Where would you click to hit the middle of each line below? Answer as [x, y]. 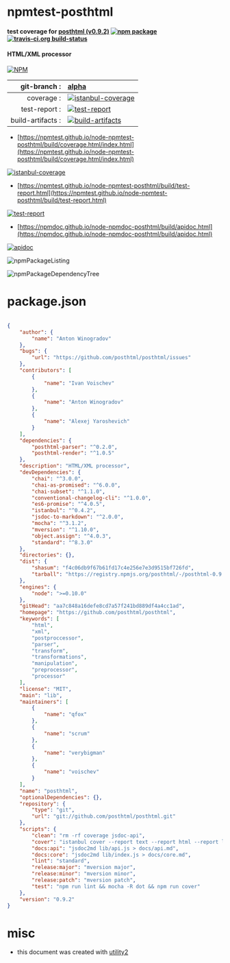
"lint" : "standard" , [61, 861]
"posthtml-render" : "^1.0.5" [73, 453]
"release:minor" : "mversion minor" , [84, 874]
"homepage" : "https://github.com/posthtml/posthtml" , [98, 613]
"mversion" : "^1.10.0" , [65, 529]
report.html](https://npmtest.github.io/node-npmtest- [92, 193]
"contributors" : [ [46, 371]
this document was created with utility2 [73, 952]
